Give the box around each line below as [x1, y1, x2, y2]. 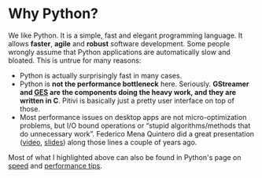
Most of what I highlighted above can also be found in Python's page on [8, 152, 242, 162]
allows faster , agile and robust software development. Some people [8, 38, 231, 48]
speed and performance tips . [8, 161, 102, 170]
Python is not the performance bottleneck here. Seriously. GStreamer [19, 79, 249, 89]
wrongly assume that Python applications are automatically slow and [8, 47, 231, 56]
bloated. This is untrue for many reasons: [8, 56, 142, 65]
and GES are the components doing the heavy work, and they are [19, 87, 237, 96]
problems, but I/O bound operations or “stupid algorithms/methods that [19, 121, 251, 130]
